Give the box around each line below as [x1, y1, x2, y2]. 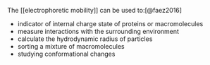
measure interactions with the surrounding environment [17, 28, 180, 35]
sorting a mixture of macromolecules [17, 42, 125, 50]
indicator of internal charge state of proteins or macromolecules [17, 20, 204, 28]
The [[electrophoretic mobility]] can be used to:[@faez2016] [7, 6, 182, 14]
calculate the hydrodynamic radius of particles [17, 35, 153, 43]
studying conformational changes [17, 49, 116, 58]
